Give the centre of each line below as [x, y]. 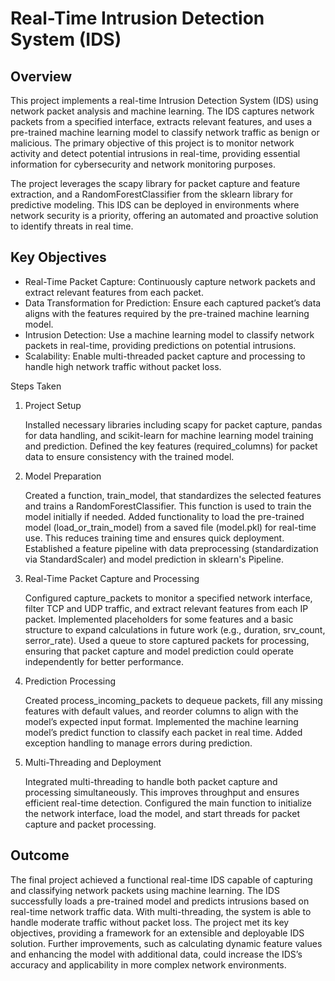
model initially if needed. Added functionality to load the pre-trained [164, 516]
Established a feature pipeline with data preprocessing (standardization [171, 548]
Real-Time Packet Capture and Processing [112, 578]
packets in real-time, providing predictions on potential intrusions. [160, 345]
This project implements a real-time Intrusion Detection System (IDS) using [164, 100]
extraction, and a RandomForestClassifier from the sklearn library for [152, 194]
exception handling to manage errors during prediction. [138, 743]
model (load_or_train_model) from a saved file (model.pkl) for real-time [170, 527]
